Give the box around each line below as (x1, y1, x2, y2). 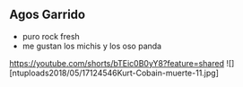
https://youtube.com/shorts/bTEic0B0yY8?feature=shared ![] (9, 57, 235, 68)
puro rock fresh (22, 30, 81, 41)
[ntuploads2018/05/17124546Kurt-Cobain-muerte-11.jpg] (9, 67, 220, 78)
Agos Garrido (9, 7, 86, 22)
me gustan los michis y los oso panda (22, 40, 162, 51)
